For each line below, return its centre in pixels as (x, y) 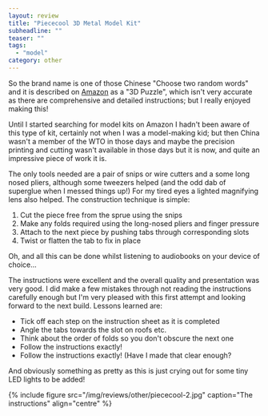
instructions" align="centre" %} (60, 403)
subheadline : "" (35, 30)
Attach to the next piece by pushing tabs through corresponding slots (134, 232)
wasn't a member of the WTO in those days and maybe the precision (122, 141)
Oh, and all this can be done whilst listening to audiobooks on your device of (134, 256)
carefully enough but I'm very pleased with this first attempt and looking (127, 297)
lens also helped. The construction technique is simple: (99, 199)
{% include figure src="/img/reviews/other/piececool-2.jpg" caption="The (131, 394)
